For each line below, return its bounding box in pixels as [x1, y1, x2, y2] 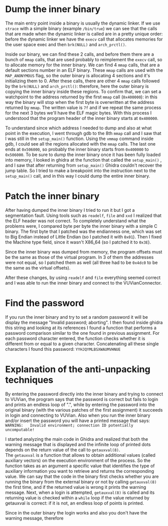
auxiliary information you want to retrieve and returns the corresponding [5, 468, 154, 474]
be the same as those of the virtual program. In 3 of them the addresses [5, 254, 154, 260]
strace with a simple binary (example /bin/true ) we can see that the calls [5, 25, 157, 31]
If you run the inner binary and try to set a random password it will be [5, 314, 148, 320]
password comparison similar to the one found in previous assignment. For [5, 330, 160, 336]
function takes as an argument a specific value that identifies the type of [5, 463, 155, 469]
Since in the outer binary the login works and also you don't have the [5, 509, 147, 515]
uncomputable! [5, 427, 35, 432]
